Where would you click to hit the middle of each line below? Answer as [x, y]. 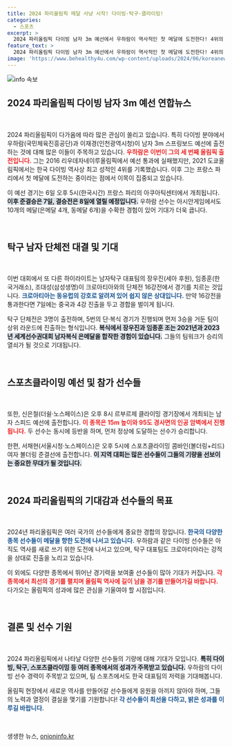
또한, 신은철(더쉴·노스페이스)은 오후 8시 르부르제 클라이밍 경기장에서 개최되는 [111, 414]
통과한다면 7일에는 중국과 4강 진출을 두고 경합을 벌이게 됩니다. [91, 305]
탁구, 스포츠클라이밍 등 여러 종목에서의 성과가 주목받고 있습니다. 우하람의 [113, 667]
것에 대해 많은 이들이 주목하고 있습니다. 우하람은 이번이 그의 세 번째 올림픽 [118, 152]
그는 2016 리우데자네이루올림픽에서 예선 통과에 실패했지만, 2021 [120, 161]
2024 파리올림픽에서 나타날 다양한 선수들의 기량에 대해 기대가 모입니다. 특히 [109, 658]
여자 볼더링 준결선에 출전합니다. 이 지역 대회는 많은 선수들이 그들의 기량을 [105, 455]
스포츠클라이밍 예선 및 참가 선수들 [74, 382]
